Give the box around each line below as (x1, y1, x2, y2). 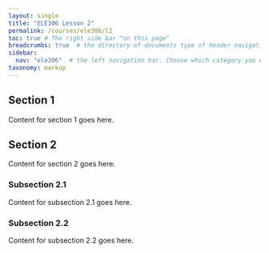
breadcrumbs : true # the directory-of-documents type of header (8, 42, 231, 50)
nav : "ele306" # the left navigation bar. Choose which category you (15, 57, 256, 65)
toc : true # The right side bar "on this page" (8, 34, 171, 42)
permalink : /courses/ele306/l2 (8, 26, 113, 34)
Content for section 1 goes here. (8, 114, 114, 124)
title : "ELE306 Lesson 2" (8, 19, 94, 27)
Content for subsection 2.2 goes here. (8, 235, 134, 245)
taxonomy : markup (8, 64, 66, 72)
